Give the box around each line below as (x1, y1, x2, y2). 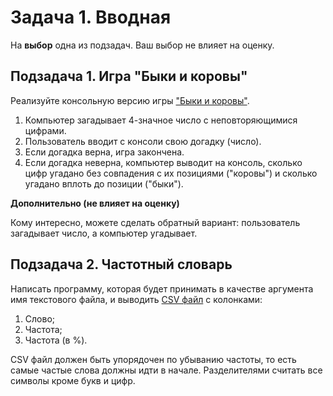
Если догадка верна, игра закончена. (24, 146, 185, 158)
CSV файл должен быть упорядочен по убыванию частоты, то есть (10, 353, 297, 365)
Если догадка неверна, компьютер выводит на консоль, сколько (24, 156, 303, 168)
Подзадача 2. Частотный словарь (10, 256, 233, 273)
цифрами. (24, 124, 67, 136)
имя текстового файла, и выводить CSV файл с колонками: (10, 293, 263, 305)
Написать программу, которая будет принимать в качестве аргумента (10, 282, 314, 295)
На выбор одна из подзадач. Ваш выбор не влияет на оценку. (10, 39, 275, 51)
